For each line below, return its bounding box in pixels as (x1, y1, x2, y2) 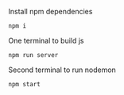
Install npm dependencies (8, 7, 93, 16)
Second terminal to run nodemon (8, 65, 117, 74)
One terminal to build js (8, 36, 84, 45)
